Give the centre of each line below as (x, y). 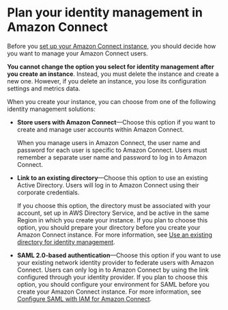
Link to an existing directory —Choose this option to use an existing (112, 178)
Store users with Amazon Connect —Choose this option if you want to (116, 122)
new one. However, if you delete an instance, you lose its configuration (107, 81)
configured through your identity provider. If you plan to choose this (112, 277)
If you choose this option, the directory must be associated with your (114, 205)
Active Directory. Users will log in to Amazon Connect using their (108, 185)
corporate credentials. (48, 192)
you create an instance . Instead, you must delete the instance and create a (113, 74)
